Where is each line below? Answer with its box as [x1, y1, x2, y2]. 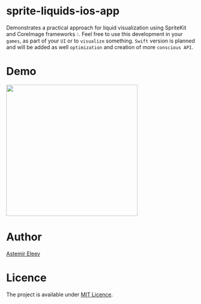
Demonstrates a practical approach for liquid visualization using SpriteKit [6, 24, 187, 31]
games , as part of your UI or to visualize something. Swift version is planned [6, 37, 195, 44]
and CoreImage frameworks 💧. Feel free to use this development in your [6, 30, 183, 37]
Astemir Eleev [6, 250, 41, 257]
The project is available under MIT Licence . [6, 291, 113, 298]
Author [6, 230, 42, 244]
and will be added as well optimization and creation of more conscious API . [6, 43, 194, 50]
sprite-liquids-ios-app [6, 4, 120, 18]
